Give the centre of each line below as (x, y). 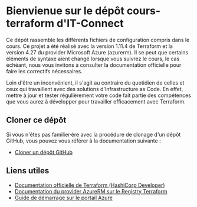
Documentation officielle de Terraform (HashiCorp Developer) (90, 185)
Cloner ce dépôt (36, 120)
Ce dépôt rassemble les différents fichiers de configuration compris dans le (98, 40)
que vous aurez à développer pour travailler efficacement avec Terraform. (96, 101)
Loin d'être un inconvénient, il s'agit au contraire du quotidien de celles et (95, 83)
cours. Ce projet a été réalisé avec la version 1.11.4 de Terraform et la (89, 46)
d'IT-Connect (90, 23)
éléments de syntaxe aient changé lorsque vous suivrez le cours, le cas (93, 59)
